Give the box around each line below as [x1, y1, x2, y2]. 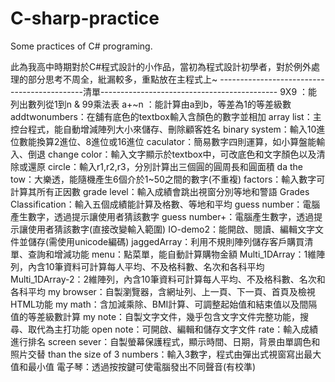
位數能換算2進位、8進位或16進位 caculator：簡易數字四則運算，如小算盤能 [10, 135, 317, 147]
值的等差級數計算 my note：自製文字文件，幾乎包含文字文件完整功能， [10, 310, 301, 322]
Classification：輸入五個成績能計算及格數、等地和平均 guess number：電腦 [10, 198, 321, 210]
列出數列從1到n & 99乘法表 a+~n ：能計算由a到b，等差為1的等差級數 [10, 98, 292, 110]
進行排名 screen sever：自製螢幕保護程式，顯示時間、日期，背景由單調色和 [10, 335, 321, 347]
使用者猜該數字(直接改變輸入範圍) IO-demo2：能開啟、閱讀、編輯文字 [27, 223, 315, 235]
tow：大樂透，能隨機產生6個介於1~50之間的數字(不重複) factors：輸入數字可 [10, 173, 326, 185]
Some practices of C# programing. [10, 40, 153, 52]
